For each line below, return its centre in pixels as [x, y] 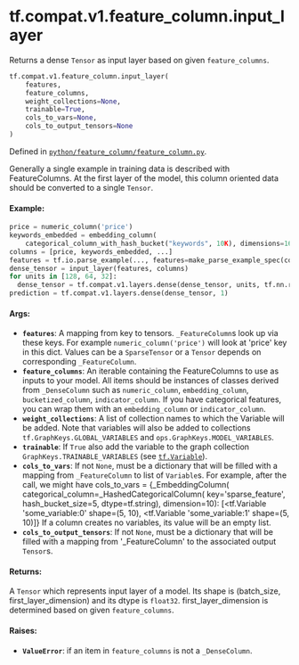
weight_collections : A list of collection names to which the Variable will [153, 419]
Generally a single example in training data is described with [120, 168]
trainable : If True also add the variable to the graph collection [136, 447]
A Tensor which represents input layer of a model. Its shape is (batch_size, [145, 591]
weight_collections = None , [73, 101]
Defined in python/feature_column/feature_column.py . [108, 151]
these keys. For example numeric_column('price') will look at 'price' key [154, 343]
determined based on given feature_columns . [92, 610]
